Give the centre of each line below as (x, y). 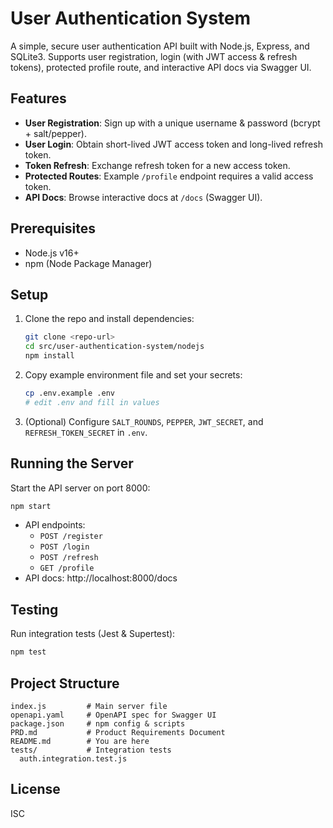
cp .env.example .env (69, 393)
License (35, 789)
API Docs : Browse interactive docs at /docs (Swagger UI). (143, 197)
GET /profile (67, 568)
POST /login (64, 547)
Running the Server (72, 463)
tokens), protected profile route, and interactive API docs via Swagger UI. (161, 67)
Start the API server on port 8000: (80, 488)
